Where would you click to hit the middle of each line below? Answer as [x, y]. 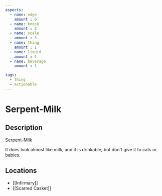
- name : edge [23, 15]
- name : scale [24, 33]
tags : [11, 75]
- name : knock [24, 24]
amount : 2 [26, 29]
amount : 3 [26, 38]
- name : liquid [26, 52]
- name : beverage [28, 61]
